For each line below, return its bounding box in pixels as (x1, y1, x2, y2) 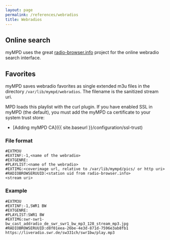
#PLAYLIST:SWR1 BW (5, 212, 44, 217)
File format (5, 137, 33, 144)
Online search (5, 36, 51, 44)
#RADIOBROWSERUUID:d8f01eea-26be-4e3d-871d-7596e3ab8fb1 (5, 225, 129, 231)
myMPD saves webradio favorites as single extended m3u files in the (5, 83, 150, 89)
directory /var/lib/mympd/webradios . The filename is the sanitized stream (5, 89, 159, 94)
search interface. (5, 55, 41, 61)
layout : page (5, 7, 33, 13)
